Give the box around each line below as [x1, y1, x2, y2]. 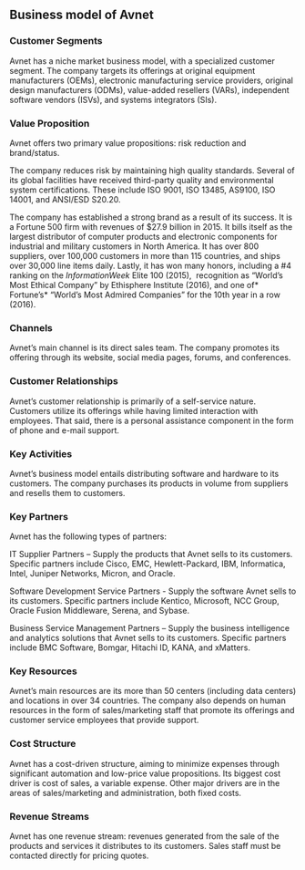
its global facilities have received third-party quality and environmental [9, 174, 275, 185]
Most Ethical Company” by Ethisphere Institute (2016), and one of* [9, 279, 259, 290]
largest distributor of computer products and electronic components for [9, 231, 278, 242]
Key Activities [9, 447, 73, 460]
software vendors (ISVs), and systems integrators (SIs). [9, 94, 217, 105]
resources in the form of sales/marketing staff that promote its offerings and [9, 705, 295, 716]
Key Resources [9, 665, 77, 678]
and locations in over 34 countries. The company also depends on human [9, 695, 287, 706]
